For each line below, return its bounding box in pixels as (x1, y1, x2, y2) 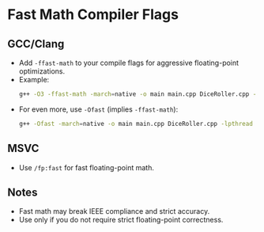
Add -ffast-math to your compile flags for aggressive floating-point (18, 58, 239, 67)
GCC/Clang (7, 37, 65, 51)
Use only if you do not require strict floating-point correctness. (18, 215, 224, 225)
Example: (18, 75, 50, 84)
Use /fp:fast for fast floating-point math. (18, 162, 155, 172)
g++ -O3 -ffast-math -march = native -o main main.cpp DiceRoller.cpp (18, 90, 250, 98)
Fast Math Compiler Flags (7, 6, 179, 24)
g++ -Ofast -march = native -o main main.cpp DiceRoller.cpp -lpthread (18, 120, 254, 127)
